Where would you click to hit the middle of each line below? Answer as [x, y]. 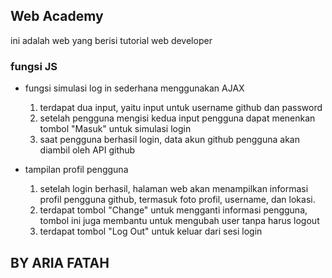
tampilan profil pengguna [76, 170]
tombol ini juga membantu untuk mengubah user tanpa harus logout [179, 221]
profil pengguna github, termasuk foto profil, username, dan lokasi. [177, 200]
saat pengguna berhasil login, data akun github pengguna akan [169, 140]
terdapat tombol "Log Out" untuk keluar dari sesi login [151, 231]
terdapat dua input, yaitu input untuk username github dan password [181, 108]
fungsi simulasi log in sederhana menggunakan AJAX [134, 88]
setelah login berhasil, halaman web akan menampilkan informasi [174, 189]
